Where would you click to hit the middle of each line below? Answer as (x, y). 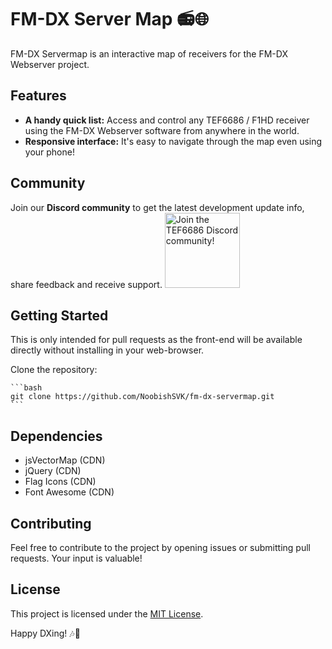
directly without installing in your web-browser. (107, 350)
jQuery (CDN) (53, 471)
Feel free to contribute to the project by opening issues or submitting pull (160, 547)
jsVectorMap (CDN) (65, 460)
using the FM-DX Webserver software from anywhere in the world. (162, 130)
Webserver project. (50, 64)
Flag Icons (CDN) (60, 482)
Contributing (51, 523)
